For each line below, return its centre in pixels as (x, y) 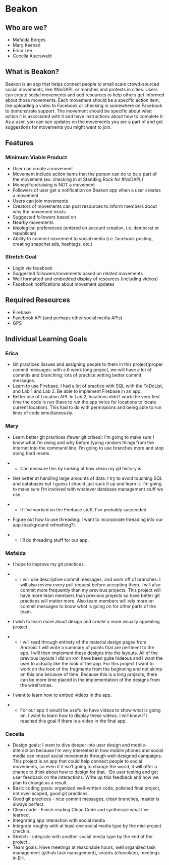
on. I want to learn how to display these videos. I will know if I (84, 716)
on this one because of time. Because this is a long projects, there (89, 674)
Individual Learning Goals (46, 339)
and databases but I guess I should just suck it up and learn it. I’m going (87, 483)
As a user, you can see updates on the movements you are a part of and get (84, 122)
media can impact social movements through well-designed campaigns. (87, 756)
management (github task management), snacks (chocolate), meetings (86, 853)
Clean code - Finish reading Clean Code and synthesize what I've (80, 810)
